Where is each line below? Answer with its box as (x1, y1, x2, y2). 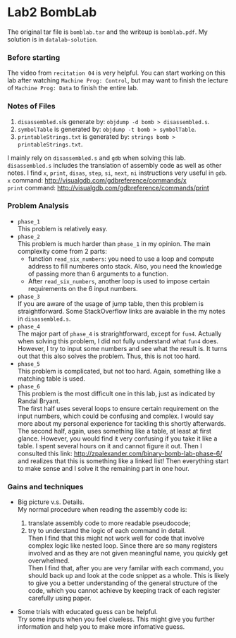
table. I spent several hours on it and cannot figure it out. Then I (17, 441, 202, 450)
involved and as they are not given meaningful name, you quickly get (27, 549, 228, 558)
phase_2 (17, 233, 40, 240)
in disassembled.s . (17, 314, 71, 323)
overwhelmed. (27, 556, 70, 565)
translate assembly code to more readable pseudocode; (27, 519, 191, 527)
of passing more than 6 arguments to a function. (27, 269, 169, 278)
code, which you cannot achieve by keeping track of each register (27, 587, 221, 595)
